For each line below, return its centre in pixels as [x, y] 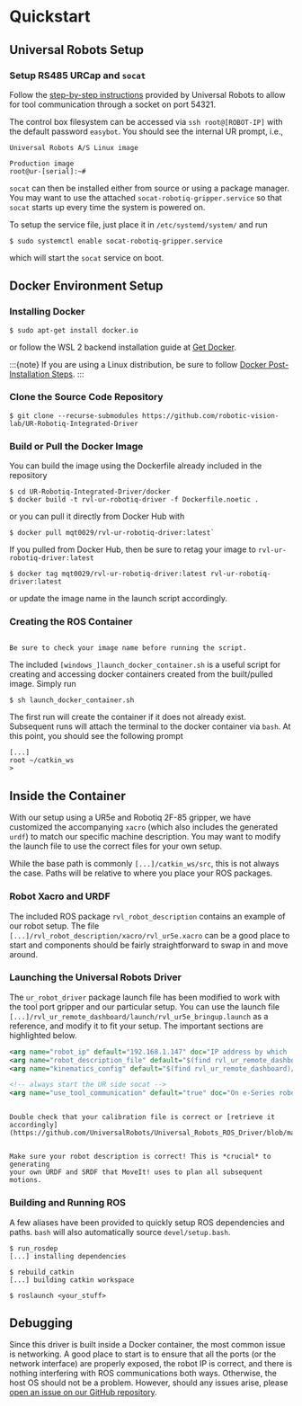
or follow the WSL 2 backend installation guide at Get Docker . [123, 347]
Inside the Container [67, 796]
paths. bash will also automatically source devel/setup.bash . [120, 1232]
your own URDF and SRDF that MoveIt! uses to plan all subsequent [136, 1172]
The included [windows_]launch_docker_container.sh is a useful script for [145, 665]
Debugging [41, 1323]
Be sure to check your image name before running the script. [128, 648]
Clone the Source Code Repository [86, 397]
